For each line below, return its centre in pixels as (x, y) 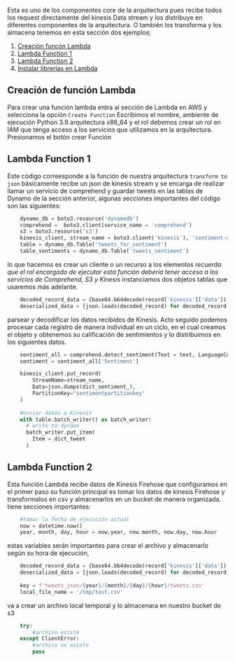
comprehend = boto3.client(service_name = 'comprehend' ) (106, 225)
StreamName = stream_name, (69, 380)
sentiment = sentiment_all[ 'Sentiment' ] (79, 361)
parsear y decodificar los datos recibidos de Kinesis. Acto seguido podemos (117, 319)
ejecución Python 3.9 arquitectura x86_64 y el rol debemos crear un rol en (114, 122)
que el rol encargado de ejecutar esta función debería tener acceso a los (113, 272)
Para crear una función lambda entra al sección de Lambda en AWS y (107, 107)
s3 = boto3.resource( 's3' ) (59, 232)
